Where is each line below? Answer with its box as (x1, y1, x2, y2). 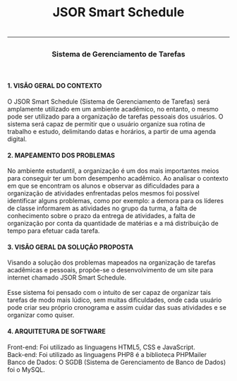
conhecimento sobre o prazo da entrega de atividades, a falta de (7, 212, 196, 220)
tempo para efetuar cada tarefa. (7, 226, 100, 235)
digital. (7, 135, 27, 143)
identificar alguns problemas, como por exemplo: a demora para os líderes (7, 197, 224, 205)
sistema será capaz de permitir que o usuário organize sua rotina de (7, 119, 206, 128)
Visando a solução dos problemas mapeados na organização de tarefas (7, 258, 217, 267)
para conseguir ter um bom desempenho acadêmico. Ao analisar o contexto (7, 174, 229, 183)
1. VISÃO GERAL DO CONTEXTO (7, 82, 102, 90)
